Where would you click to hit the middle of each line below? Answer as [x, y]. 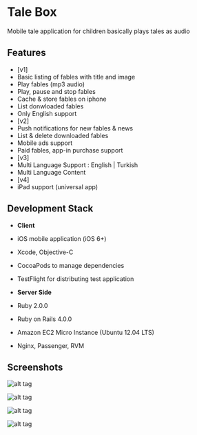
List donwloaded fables [50, 106]
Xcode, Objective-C [45, 252]
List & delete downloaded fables [63, 135]
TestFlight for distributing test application [75, 279]
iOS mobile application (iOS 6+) [62, 238]
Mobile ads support [45, 143]
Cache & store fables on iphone [62, 99]
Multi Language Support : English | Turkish [77, 165]
